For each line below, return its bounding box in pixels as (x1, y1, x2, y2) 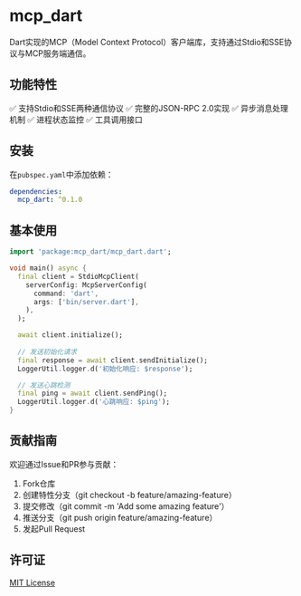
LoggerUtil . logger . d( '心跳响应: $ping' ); (17, 398, 170, 407)
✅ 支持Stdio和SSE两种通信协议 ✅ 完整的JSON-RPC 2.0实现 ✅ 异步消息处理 (9, 102, 289, 113)
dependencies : (9, 187, 63, 196)
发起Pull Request (22, 523, 86, 534)
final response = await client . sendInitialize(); (17, 355, 208, 365)
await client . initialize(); (17, 331, 124, 340)
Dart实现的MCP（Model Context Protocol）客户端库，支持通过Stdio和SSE (9, 36, 285, 47)
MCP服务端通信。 (24, 47, 91, 59)
